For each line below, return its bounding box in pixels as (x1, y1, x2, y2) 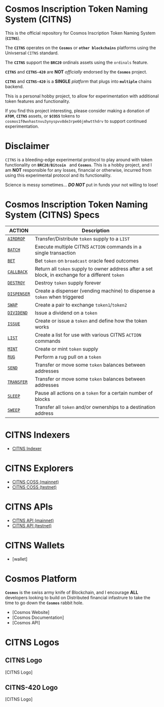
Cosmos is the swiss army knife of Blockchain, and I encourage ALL (5, 589, 139, 595)
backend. (5, 83, 24, 89)
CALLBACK (7, 269, 28, 275)
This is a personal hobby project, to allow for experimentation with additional (5, 93, 159, 99)
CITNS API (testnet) (12, 522, 52, 528)
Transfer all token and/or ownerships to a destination (35, 403, 156, 410)
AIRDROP (7, 236, 25, 241)
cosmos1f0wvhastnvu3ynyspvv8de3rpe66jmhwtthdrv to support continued (5, 118, 147, 124)
